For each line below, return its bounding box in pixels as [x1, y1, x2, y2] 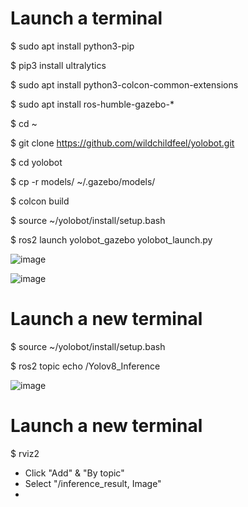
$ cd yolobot [10, 156, 63, 168]
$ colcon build [10, 195, 70, 207]
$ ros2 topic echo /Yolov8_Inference [10, 360, 161, 372]
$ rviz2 [10, 447, 40, 459]
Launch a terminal [10, 7, 163, 30]
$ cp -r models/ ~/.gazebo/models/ [10, 175, 156, 187]
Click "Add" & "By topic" [24, 467, 125, 479]
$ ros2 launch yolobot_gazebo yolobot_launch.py [10, 233, 213, 246]
